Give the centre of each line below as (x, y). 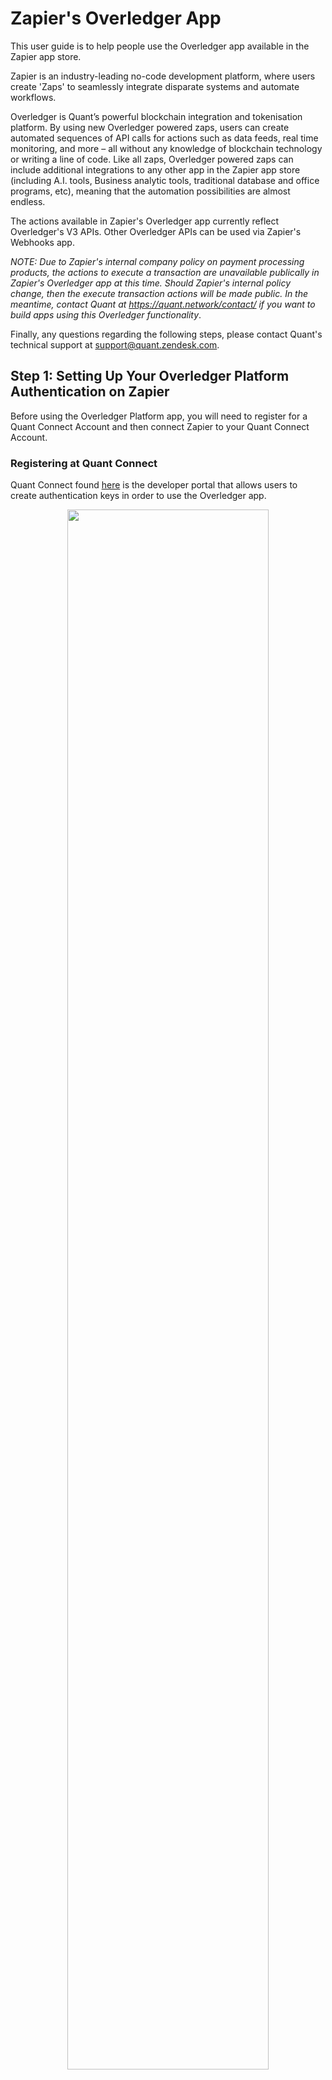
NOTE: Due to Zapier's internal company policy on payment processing (157, 261)
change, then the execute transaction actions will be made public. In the (159, 293)
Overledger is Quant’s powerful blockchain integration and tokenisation (156, 116)
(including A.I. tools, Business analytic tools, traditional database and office (165, 180)
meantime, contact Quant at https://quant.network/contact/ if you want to (163, 304)
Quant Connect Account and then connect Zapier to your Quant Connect (160, 426)
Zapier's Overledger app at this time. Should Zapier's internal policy (151, 283)
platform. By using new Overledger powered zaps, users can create (150, 127)
